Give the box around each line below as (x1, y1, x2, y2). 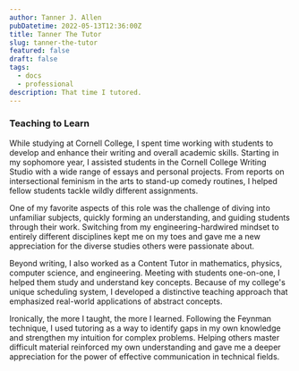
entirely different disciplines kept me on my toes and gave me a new (9, 231, 261, 241)
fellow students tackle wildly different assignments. (9, 185, 199, 196)
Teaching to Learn (9, 117, 90, 130)
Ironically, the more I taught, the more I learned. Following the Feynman (9, 313, 271, 324)
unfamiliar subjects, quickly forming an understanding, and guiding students (9, 212, 291, 223)
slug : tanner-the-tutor (9, 38, 98, 47)
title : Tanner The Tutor (9, 30, 102, 38)
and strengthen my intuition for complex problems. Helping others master (9, 332, 280, 342)
